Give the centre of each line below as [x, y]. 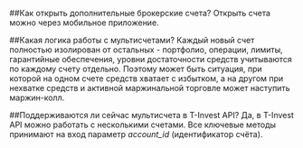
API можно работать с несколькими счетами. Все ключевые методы [143, 125]
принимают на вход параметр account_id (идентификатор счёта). [136, 134]
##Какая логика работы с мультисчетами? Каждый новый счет [132, 40]
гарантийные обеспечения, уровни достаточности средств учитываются [151, 59]
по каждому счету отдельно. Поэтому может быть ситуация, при [136, 69]
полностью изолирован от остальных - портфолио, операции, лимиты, [146, 50]
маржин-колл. [37, 97]
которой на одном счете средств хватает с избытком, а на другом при [147, 79]
